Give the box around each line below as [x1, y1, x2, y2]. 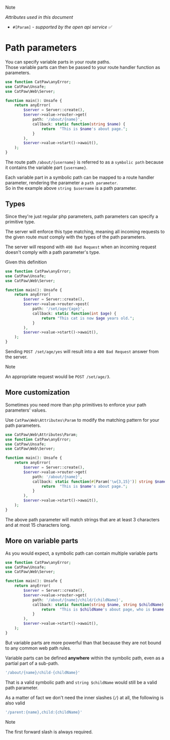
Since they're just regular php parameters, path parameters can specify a [5, 213, 158, 219]
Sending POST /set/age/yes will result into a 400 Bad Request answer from [5, 349, 159, 354]
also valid [5, 700, 25, 706]
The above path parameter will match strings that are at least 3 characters [5, 516, 160, 522]
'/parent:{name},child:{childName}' [5, 710, 82, 715]
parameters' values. [5, 407, 47, 413]
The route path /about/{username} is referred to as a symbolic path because [5, 159, 164, 165]
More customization [5, 388, 70, 397]
